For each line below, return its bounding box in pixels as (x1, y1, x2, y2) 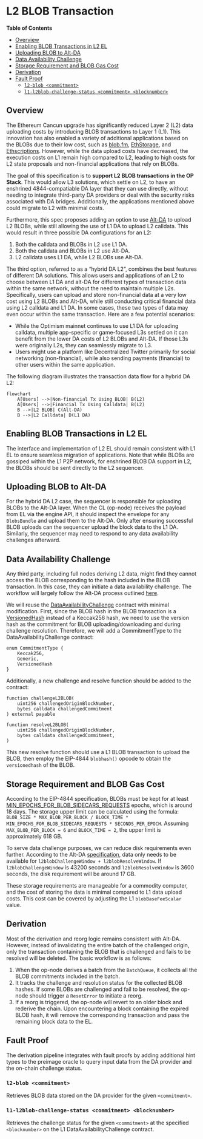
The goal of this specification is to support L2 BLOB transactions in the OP (6, 172, 194, 179)
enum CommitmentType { (6, 645, 64, 651)
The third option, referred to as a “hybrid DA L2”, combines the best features (6, 265, 197, 273)
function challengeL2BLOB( (6, 695, 75, 702)
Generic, (17, 656, 39, 662)
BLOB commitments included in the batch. (15, 973, 121, 980)
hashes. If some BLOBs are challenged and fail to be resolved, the (15, 985, 180, 993)
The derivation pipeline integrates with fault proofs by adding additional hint (6, 1052, 196, 1059)
